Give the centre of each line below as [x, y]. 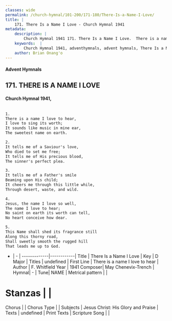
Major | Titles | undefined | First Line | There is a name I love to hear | [85, 262]
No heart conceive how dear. [36, 218]
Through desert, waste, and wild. [42, 189]
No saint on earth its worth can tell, [48, 213]
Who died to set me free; [33, 152]
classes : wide [20, 10]
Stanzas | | [29, 293]
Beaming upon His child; [32, 180]
